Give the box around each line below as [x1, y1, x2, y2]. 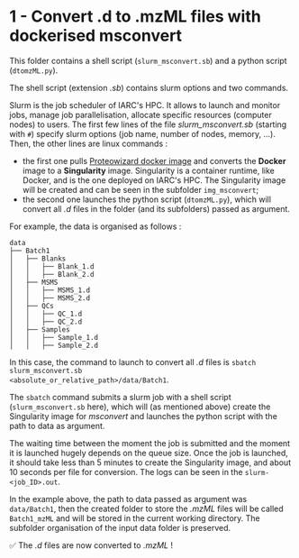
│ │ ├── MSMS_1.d [9, 286, 91, 295]
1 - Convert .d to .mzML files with [9, 6, 261, 27]
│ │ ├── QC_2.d [9, 317, 83, 326]
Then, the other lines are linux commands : [9, 138, 168, 149]
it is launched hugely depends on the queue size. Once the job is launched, [9, 447, 288, 458]
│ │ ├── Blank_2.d [9, 270, 95, 279]
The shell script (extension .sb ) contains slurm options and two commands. [9, 82, 289, 93]
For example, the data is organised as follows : [9, 221, 182, 232]
